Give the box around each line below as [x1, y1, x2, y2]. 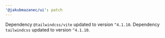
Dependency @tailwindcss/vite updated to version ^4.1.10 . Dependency [5, 21, 160, 27]
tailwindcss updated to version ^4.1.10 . [5, 26, 90, 33]
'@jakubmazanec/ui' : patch [5, 7, 63, 13]
